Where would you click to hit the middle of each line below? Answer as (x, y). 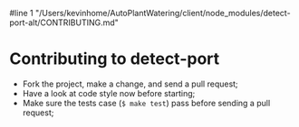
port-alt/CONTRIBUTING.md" (64, 23)
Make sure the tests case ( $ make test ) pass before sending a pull (146, 103)
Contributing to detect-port (115, 59)
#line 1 (21, 13)
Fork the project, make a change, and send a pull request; (130, 84)
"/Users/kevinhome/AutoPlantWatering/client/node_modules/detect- (163, 13)
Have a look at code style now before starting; (109, 93)
